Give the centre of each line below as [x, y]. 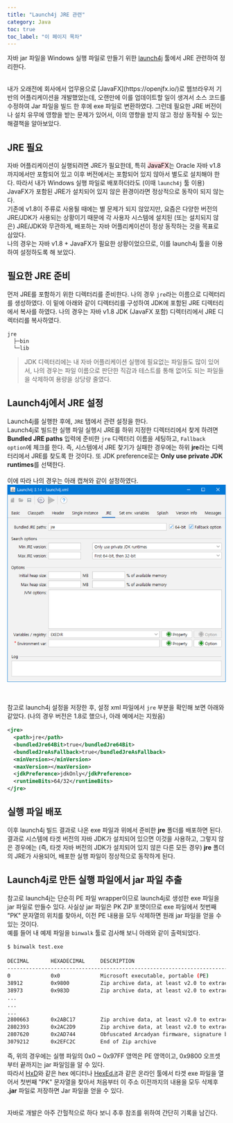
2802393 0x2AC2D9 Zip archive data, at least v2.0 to [107, 1027]
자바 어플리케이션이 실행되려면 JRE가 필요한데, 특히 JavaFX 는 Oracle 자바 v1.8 [114, 166]
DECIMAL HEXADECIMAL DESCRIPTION [71, 961]
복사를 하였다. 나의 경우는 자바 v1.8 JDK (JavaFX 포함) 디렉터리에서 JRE [118, 311]
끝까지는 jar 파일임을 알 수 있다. [62, 1064]
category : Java [29, 22]
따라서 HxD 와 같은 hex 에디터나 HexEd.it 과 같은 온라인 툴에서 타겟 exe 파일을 [112, 1073]
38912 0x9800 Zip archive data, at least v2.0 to [107, 984]
